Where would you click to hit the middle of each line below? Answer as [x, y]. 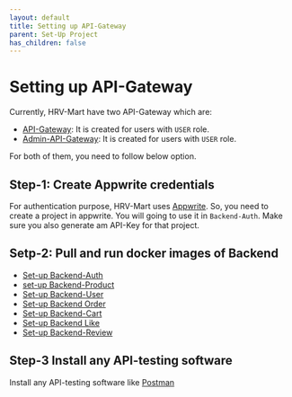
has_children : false [48, 43]
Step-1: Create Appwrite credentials [112, 185]
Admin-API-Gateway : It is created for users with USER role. [129, 139]
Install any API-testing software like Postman [92, 382]
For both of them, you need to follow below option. [103, 156]
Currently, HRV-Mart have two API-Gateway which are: [111, 112]
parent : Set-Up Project [54, 34]
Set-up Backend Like [61, 322]
